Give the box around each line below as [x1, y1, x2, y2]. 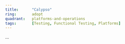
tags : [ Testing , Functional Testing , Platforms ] [5, 21, 121, 26]
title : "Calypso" [5, 7, 52, 12]
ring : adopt [5, 12, 43, 17]
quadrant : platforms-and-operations [5, 16, 85, 21]
